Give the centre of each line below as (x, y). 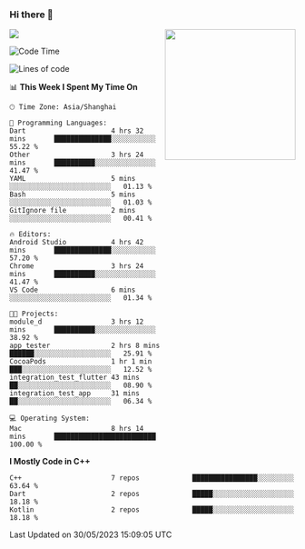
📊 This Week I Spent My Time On (74, 87)
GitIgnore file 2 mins (73, 211)
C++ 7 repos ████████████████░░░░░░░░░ (152, 478)
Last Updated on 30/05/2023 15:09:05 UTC (91, 534)
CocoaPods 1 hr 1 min (81, 362)
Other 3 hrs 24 (77, 155)
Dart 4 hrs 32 (77, 131)
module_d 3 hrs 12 (77, 322)
